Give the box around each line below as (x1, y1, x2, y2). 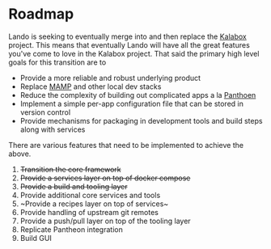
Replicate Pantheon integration (19, 224, 123, 234)
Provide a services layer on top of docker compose (19, 173, 191, 183)
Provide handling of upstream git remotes (19, 207, 159, 217)
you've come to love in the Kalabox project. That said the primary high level (8, 49, 260, 58)
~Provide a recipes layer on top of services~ (19, 199, 169, 209)
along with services (19, 124, 86, 134)
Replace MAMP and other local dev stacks (19, 82, 162, 91)
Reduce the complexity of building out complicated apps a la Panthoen (19, 90, 256, 99)
